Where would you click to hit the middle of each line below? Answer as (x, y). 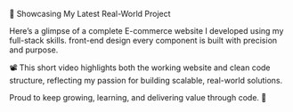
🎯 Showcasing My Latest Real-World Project (90, 14)
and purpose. (34, 50)
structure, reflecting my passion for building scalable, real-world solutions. (146, 80)
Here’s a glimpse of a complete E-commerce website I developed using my (146, 31)
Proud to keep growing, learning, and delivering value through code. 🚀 (138, 97)
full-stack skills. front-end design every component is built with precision (143, 40)
